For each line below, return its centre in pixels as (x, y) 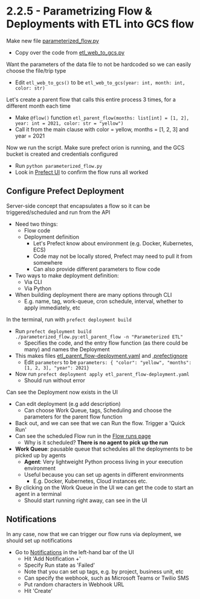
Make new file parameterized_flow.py (53, 41)
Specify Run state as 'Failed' (60, 565)
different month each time (39, 106)
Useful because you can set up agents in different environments (104, 474)
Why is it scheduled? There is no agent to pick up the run (96, 442)
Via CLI (33, 282)
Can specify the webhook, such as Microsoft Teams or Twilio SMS (106, 578)
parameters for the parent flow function (73, 417)
